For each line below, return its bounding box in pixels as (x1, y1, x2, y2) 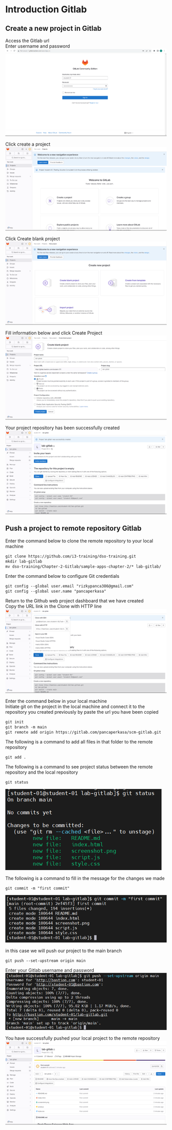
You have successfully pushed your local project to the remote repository (5, 1035, 160, 1041)
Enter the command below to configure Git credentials (5, 573, 119, 579)
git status (5, 779, 29, 785)
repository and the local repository (5, 769, 78, 775)
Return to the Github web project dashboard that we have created (5, 597, 144, 603)
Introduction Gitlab (5, 4, 87, 15)
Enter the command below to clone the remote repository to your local (5, 537, 154, 544)
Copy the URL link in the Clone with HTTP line (5, 603, 102, 609)
